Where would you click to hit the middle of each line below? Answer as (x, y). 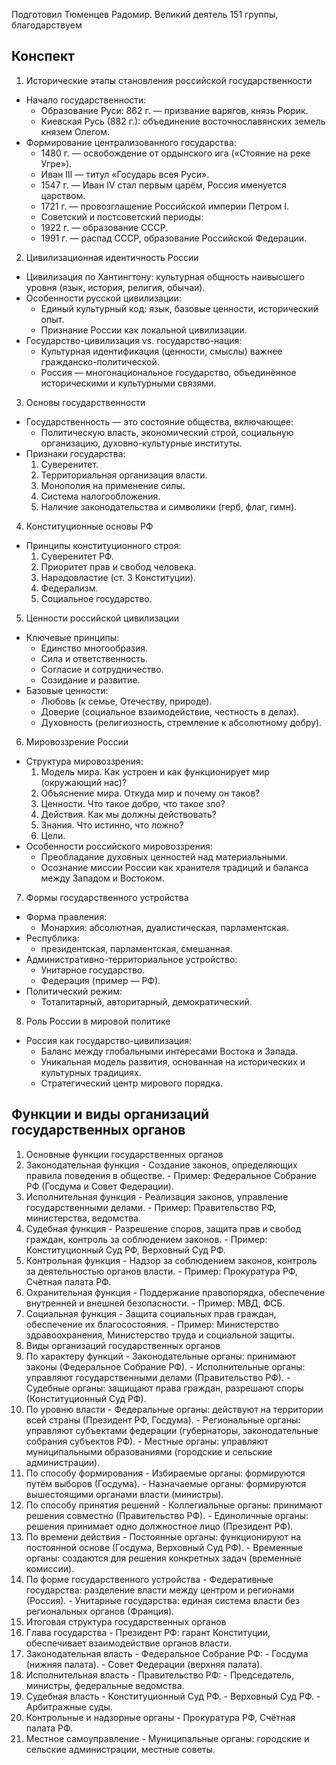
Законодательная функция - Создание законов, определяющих (161, 1165)
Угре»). (56, 163)
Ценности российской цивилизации (102, 618)
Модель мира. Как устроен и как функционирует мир (155, 771)
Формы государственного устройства (107, 897)
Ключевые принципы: (72, 637)
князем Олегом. (75, 131)
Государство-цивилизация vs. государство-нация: (134, 340)
